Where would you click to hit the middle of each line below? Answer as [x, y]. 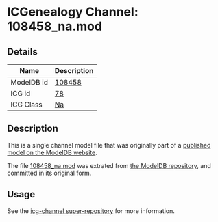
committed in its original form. [49, 173]
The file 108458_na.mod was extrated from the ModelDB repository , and [109, 165]
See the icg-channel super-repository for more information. [91, 211]
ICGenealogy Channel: [73, 12]
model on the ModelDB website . [52, 152]
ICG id [21, 93]
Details [22, 52]
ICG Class [26, 105]
